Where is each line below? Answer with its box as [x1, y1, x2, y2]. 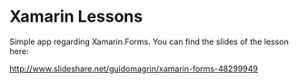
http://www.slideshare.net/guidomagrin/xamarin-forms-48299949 [9, 63, 259, 74]
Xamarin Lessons [9, 6, 144, 27]
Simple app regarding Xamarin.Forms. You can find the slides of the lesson [9, 36, 289, 47]
